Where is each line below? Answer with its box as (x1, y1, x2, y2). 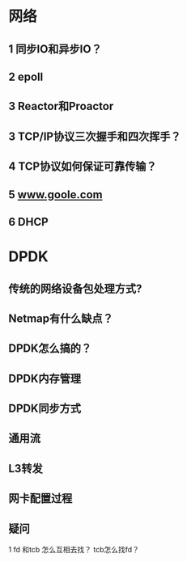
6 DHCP (8, 215, 49, 229)
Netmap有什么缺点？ (8, 311, 113, 325)
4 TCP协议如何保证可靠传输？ (8, 159, 157, 174)
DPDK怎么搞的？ (8, 341, 92, 356)
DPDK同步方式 (8, 402, 82, 416)
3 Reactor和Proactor (8, 99, 114, 113)
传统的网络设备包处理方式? (8, 281, 142, 295)
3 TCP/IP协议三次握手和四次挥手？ (8, 129, 181, 143)
